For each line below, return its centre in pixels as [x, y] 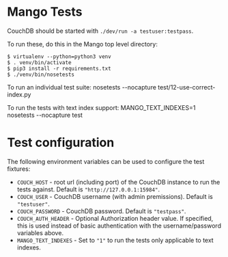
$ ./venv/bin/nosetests [41, 75]
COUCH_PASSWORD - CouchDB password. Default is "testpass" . [101, 211]
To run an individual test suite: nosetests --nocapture [82, 87]
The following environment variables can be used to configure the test [106, 161]
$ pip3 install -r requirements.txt [59, 68]
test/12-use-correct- [187, 87]
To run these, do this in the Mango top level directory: [83, 44]
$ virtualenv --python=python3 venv [59, 56]
